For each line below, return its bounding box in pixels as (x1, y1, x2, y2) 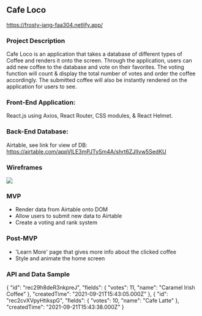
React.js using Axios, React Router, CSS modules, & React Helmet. (6, 112, 173, 119)
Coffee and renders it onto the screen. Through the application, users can (6, 57, 192, 64)
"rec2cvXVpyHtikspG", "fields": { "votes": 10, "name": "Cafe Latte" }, (6, 296, 179, 304)
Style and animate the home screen (15, 254, 105, 262)
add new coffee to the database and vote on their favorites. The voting (6, 64, 185, 71)
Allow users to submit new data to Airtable (15, 213, 122, 220)
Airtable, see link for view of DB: (6, 141, 88, 149)
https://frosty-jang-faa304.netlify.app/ (6, 21, 103, 28)
